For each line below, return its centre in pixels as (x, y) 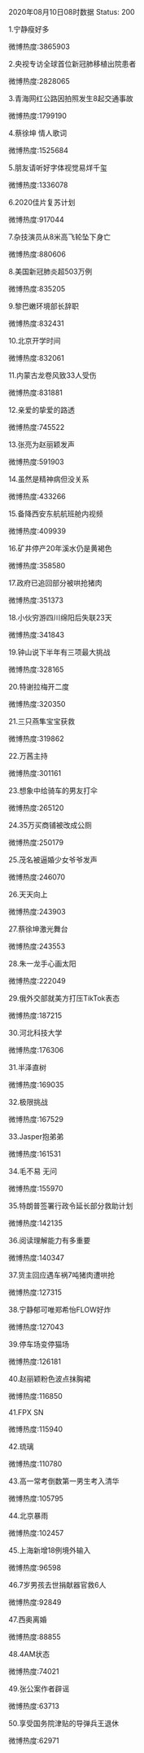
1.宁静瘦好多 (29, 29)
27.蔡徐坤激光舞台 (38, 929)
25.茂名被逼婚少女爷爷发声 (53, 860)
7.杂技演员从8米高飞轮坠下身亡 (60, 237)
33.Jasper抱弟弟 (36, 1137)
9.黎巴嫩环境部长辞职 (44, 306)
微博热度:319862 (36, 738)
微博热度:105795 (36, 1498)
